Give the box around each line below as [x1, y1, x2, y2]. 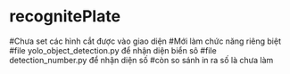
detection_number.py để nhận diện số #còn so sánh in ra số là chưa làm [9, 54, 274, 65]
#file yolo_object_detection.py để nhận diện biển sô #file [9, 45, 217, 55]
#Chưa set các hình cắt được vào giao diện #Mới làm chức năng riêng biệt [9, 36, 281, 46]
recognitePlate [9, 6, 121, 27]
